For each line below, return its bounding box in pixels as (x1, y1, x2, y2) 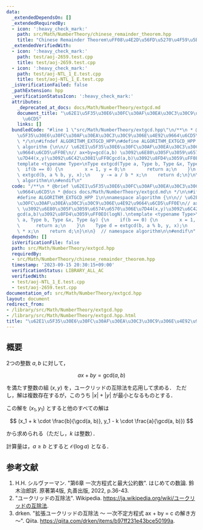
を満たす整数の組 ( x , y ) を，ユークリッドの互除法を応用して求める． (6, 384, 175, 391)
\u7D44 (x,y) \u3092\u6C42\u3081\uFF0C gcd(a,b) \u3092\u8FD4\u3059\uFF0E (17, 155, 199, 161)
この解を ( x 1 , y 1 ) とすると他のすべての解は (6, 404, 109, 413)
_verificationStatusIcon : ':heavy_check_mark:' (11, 93, 134, 99)
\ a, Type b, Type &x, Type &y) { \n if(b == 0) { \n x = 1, (17, 217, 196, 223)
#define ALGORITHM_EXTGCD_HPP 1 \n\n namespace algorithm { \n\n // (17, 194, 182, 200)
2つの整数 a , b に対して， (6, 359, 69, 367)
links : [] (17, 122, 42, 128)
